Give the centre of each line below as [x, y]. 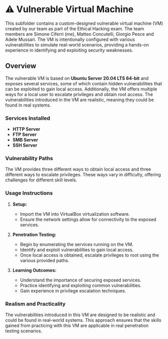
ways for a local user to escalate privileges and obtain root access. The [79, 94]
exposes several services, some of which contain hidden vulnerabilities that [84, 83]
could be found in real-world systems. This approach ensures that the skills [83, 320]
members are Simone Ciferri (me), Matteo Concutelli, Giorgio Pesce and [80, 34]
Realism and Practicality [35, 304]
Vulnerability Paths [29, 158]
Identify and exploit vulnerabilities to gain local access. [77, 250]
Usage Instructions [29, 193]
